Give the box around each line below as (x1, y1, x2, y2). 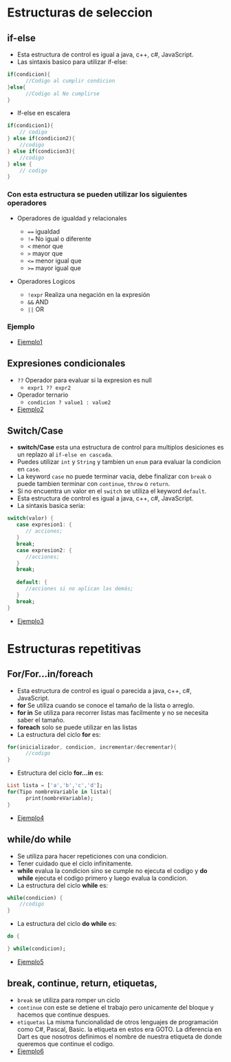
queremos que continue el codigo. (16, 1039, 115, 1048)
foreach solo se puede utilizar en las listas (16, 723, 137, 731)
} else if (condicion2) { (7, 135, 76, 142)
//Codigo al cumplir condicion (25, 77, 115, 84)
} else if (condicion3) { (7, 148, 76, 155)
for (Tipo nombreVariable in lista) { (7, 788, 112, 795)
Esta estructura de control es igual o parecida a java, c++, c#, (16, 686, 192, 695)
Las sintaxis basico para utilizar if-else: (16, 58, 128, 66)
